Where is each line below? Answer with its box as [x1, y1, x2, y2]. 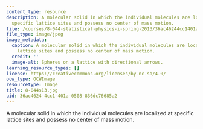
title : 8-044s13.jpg [6, 87, 59, 93]
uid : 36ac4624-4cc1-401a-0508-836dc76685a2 [6, 93, 118, 99]
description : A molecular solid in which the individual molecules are [6, 14, 190, 20]
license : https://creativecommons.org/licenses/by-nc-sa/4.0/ [6, 71, 166, 77]
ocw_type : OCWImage [6, 76, 56, 82]
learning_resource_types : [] [6, 64, 80, 71]
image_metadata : [6, 37, 47, 43]
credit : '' [11, 54, 39, 60]
